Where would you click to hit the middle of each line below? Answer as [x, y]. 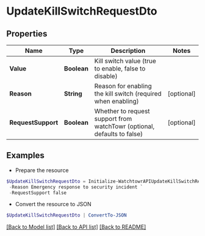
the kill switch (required [128, 94]
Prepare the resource [42, 170]
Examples [25, 155]
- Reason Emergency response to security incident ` [76, 187]
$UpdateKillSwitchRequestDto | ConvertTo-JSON [67, 215]
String [73, 94]
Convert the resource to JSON [53, 204]
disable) [106, 76]
